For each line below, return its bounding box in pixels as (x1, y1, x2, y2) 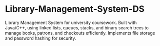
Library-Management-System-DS (5, 3, 145, 15)
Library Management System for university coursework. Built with (5, 20, 137, 25)
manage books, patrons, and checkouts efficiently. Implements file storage (5, 30, 155, 36)
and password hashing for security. (5, 35, 77, 41)
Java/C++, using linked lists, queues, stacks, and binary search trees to (5, 24, 149, 30)
